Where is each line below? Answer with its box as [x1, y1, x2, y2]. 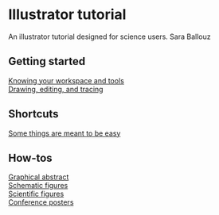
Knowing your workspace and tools [8, 75, 125, 85]
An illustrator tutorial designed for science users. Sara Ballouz [8, 32, 211, 41]
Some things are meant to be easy [8, 129, 121, 138]
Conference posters [8, 198, 74, 207]
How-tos [8, 151, 53, 164]
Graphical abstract [8, 172, 69, 182]
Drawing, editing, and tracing [8, 84, 104, 94]
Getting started [8, 55, 86, 68]
